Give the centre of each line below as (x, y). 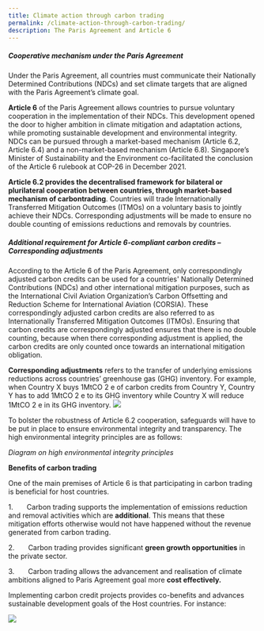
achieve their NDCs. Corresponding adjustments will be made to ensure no (130, 216)
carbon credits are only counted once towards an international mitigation (126, 346)
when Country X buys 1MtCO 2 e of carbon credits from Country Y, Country (132, 387)
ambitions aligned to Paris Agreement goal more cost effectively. (115, 580)
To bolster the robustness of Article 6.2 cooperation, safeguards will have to (132, 420)
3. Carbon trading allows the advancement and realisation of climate (125, 572)
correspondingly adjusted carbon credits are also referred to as (111, 313)
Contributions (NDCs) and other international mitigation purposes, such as (129, 288)
